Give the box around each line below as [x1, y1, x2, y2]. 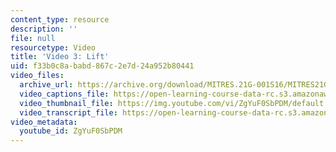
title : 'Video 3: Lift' [10, 52, 110, 62]
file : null [10, 33, 56, 43]
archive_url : [19, 80, 74, 90]
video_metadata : [10, 117, 78, 127]
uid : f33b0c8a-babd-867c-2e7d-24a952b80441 [10, 61, 195, 71]
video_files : [10, 71, 65, 81]
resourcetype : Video [10, 42, 97, 53]
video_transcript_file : [19, 107, 118, 118]
